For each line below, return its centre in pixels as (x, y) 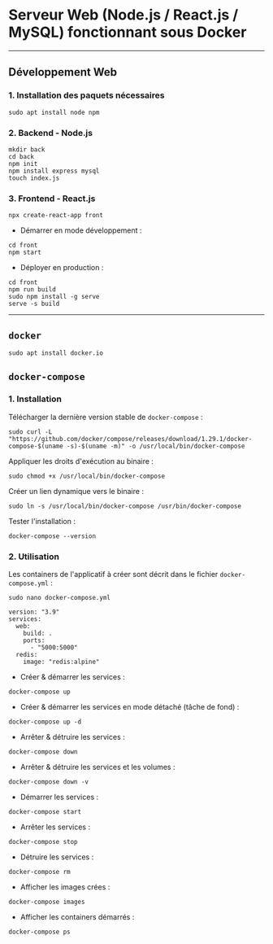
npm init (23, 164)
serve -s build (34, 304)
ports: (34, 640)
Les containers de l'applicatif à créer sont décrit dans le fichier (113, 575)
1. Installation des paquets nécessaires (87, 95)
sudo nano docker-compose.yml (60, 598)
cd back (22, 156)
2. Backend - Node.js (51, 133)
